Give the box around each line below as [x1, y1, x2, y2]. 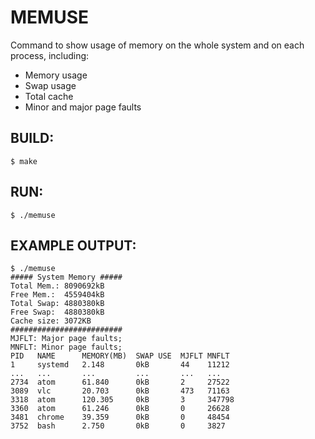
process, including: [10, 49, 90, 61]
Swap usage [24, 79, 77, 91]
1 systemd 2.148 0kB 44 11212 [10, 360, 230, 370]
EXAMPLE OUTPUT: [10, 237, 137, 254]
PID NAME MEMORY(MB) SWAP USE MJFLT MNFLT [10, 351, 230, 361]
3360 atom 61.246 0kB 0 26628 [10, 404, 230, 414]
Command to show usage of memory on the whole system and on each [10, 39, 305, 51]
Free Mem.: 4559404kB [10, 290, 105, 300]
